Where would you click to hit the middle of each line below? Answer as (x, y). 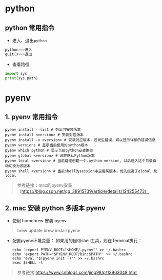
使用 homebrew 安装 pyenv (39, 221)
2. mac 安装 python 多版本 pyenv (55, 208)
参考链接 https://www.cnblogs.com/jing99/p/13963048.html (77, 273)
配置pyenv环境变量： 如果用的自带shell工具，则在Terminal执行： (77, 241)
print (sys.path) (21, 78)
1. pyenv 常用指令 (31, 117)
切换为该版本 (20, 166)
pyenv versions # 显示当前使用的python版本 (47, 145)
